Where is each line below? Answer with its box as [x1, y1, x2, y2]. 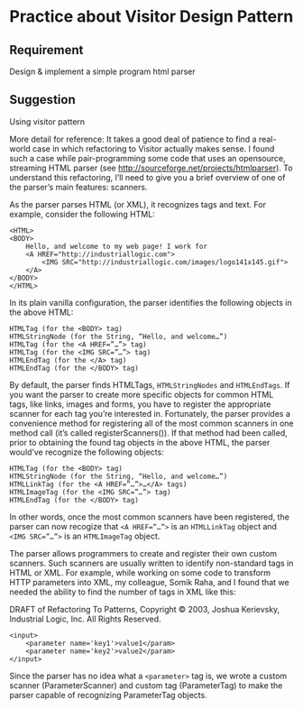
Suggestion [9, 92, 76, 107]
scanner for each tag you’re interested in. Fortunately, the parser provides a [9, 408, 290, 419]
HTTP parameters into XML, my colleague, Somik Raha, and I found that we [9, 576, 290, 587]
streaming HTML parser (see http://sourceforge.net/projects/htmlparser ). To [9, 162, 293, 173]
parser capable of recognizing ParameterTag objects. [9, 689, 207, 700]
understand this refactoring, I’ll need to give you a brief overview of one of [9, 171, 286, 182]
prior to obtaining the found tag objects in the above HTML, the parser [9, 437, 271, 447]
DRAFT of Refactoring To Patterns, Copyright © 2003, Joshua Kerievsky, [9, 603, 280, 614]
